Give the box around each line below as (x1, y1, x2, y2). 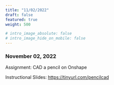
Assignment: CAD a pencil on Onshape (5, 65, 87, 71)
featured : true (5, 17, 38, 22)
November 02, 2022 (5, 52, 57, 59)
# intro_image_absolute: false (5, 31, 72, 36)
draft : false (5, 12, 33, 17)
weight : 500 (5, 22, 31, 27)
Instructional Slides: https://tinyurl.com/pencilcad (5, 74, 109, 80)
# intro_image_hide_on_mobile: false (5, 36, 86, 41)
